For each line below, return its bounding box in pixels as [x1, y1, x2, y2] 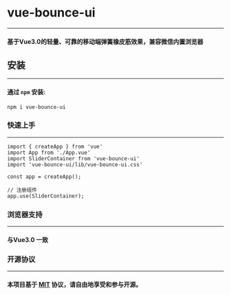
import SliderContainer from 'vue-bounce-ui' [7, 155, 140, 162]
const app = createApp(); [7, 173, 81, 180]
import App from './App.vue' [7, 149, 91, 156]
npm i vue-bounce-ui [7, 103, 67, 111]
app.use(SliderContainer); [7, 193, 85, 199]
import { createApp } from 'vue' [7, 143, 103, 150]
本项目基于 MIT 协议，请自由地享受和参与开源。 [7, 280, 142, 288]
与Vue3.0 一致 [7, 235, 49, 243]
